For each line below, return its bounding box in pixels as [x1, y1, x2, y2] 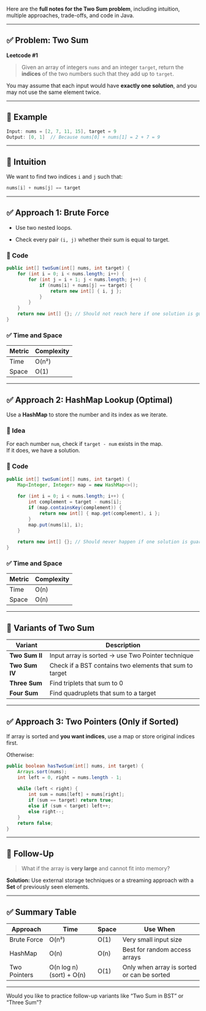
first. [6, 739, 18, 746]
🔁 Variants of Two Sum [6, 623, 95, 633]
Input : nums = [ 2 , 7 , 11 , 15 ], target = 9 [6, 128, 116, 135]
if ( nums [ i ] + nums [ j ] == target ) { [39, 282, 133, 288]
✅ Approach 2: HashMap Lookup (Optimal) [6, 394, 173, 405]
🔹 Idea [6, 426, 26, 435]
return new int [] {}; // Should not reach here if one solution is [17, 311, 193, 317]
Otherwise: [6, 751, 34, 758]
